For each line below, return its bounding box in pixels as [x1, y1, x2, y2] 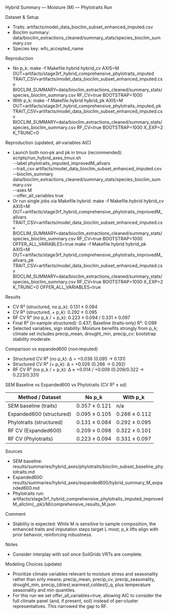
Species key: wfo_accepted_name [12, 46, 84, 51]
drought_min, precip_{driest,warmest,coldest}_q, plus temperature [12, 582, 151, 588]
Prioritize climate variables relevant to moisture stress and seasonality [12, 571, 158, 577]
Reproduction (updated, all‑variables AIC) [5, 139, 92, 146]
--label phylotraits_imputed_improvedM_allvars [12, 160, 110, 166]
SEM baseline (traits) [8, 403, 58, 409]
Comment [5, 511, 26, 517]
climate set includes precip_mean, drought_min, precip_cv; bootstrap [12, 331, 156, 337]
